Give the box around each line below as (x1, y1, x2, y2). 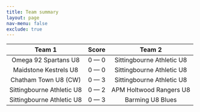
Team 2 (139, 45, 162, 54)
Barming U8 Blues (125, 95, 177, 104)
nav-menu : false (6, 20, 48, 26)
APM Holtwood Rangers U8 (111, 86, 191, 94)
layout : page (6, 15, 40, 21)
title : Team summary (6, 9, 59, 15)
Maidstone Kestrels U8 (13, 65, 78, 74)
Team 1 (34, 45, 57, 54)
